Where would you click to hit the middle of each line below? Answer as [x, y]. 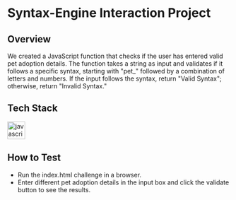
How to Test [34, 158]
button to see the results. [54, 189]
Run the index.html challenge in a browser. [79, 175]
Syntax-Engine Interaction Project [109, 13]
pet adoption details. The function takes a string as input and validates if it [115, 64]
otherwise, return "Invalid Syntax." [57, 86]
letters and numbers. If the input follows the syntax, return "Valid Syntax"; [114, 78]
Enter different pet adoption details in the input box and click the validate [123, 182]
